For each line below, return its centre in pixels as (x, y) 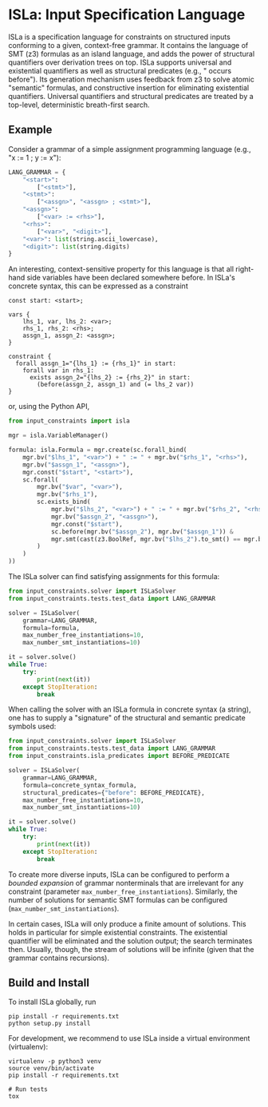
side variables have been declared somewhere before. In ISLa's (131, 278)
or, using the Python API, (49, 407)
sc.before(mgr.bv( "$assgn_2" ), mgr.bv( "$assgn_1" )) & (142, 532)
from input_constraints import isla (69, 421)
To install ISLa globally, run (52, 1002)
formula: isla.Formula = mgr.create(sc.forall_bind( (98, 450)
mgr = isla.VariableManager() (59, 436)
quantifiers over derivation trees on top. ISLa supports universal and (120, 62)
